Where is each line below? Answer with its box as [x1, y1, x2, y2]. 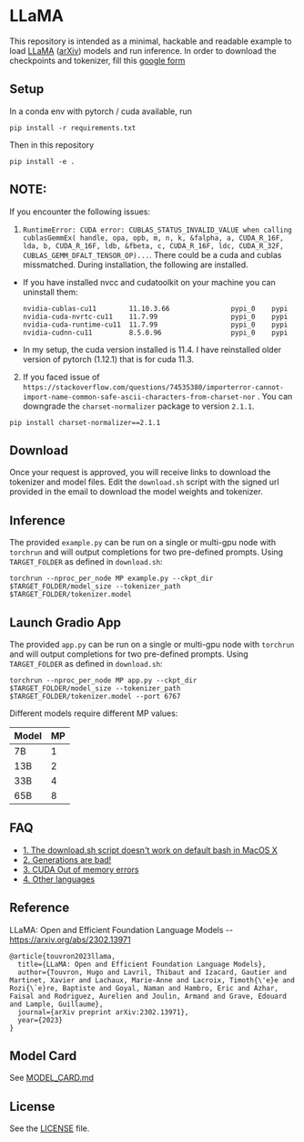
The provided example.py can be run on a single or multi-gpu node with [9, 537, 276, 548]
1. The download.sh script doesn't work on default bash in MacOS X [22, 845, 278, 856]
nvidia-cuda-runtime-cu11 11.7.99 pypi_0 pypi [22, 320, 289, 329]
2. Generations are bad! [22, 854, 112, 865]
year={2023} [17, 1015, 64, 1024]
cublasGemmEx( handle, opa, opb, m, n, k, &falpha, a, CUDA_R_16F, [22, 234, 284, 243]
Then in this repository [9, 139, 95, 151]
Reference [9, 900, 70, 916]
